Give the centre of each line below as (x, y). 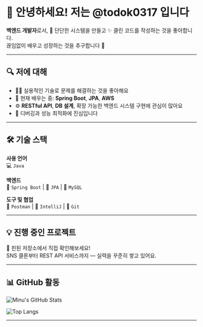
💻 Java (15, 165)
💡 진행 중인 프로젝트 (41, 232)
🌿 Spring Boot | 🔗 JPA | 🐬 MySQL (44, 187)
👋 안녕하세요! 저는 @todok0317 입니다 (98, 12)
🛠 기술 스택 (27, 140)
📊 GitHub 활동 (33, 282)
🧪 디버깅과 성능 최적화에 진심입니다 (56, 113)
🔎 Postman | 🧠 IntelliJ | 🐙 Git (43, 206)
